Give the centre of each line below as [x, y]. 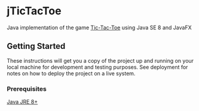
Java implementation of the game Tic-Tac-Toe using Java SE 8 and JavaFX [99, 27]
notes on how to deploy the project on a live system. [71, 73]
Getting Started [36, 46]
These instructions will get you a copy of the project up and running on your [100, 60]
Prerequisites [27, 89]
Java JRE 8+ [22, 102]
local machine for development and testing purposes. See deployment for [97, 67]
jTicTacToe [34, 11]
